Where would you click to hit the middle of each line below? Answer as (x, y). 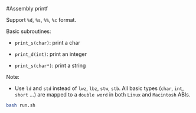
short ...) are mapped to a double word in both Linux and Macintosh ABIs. (102, 94)
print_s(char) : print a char (48, 43)
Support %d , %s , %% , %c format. (41, 20)
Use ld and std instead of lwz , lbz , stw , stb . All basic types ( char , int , (99, 88)
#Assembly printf (27, 9)
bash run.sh (21, 105)
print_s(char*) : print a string (50, 65)
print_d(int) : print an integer (51, 54)
